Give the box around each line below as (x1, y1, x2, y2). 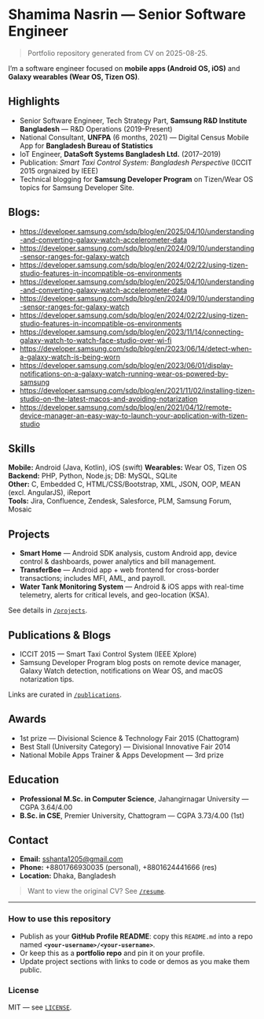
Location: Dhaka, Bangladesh (19, 871, 116, 880)
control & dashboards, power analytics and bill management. (19, 557, 216, 567)
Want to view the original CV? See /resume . (27, 887, 167, 896)
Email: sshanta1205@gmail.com (19, 854, 123, 864)
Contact (8, 834, 49, 847)
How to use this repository (8, 913, 112, 924)
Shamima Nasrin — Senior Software (8, 6, 246, 24)
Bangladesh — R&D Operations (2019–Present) (19, 124, 173, 133)
